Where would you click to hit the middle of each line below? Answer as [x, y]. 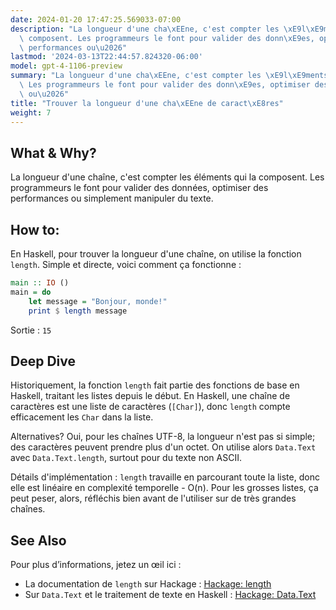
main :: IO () [40, 283]
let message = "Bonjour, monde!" [98, 301]
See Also [38, 540]
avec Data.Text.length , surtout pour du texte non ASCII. [126, 458]
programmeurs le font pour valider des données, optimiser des [139, 188]
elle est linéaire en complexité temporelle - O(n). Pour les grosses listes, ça [164, 488]
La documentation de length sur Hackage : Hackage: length [148, 584]
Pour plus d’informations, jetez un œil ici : [96, 565]
